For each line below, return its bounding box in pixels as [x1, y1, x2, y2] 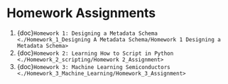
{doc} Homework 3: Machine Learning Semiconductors [16, 62, 171, 70]
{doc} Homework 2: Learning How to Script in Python [16, 48, 174, 57]
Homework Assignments [6, 5, 156, 21]
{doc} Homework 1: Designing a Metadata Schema [16, 28, 158, 37]
